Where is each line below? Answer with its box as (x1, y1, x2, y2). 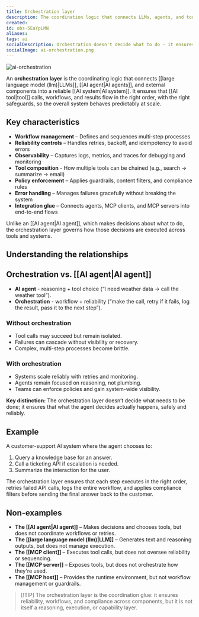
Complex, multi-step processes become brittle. (14, 345, 130, 352)
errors (14, 146, 30, 153)
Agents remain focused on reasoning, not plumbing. (14, 379, 142, 386)
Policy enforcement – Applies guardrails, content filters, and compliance (14, 177, 192, 184)
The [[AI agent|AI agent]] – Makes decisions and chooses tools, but (14, 523, 182, 530)
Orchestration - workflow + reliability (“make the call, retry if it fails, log (14, 298, 190, 305)
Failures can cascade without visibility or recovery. (14, 338, 139, 346)
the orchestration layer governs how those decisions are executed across (6, 226, 185, 233)
